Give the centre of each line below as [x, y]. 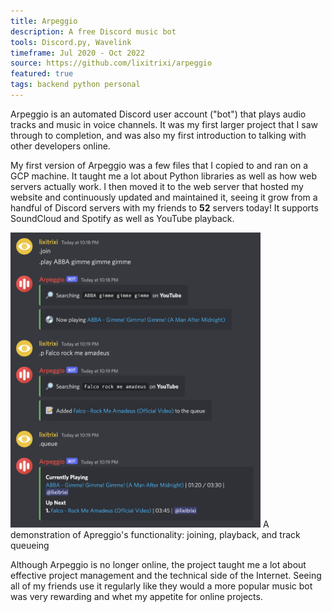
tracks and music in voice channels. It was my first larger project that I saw [164, 124]
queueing [30, 546]
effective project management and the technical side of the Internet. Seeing [166, 576]
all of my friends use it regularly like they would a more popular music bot [161, 586]
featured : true [42, 74]
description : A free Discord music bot [93, 31]
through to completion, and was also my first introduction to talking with [158, 135]
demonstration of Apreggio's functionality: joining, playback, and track [155, 535]
